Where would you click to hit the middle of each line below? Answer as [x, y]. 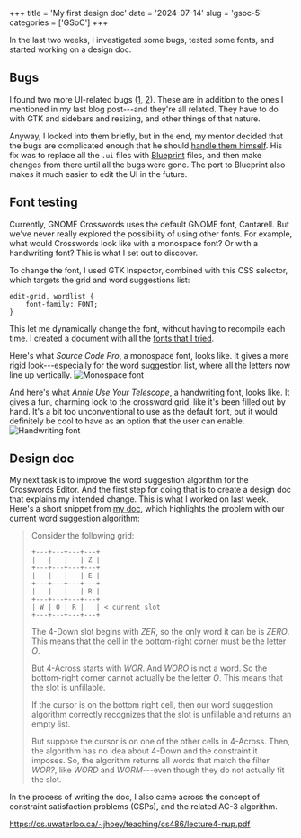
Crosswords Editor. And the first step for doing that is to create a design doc [150, 490]
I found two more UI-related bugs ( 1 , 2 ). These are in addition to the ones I [146, 99]
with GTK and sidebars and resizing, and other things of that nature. [135, 118]
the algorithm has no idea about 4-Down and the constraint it [144, 751]
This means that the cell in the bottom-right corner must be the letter [159, 641]
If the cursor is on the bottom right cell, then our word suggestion [152, 705]
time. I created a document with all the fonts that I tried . [112, 338]
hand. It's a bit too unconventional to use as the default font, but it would [144, 411]
